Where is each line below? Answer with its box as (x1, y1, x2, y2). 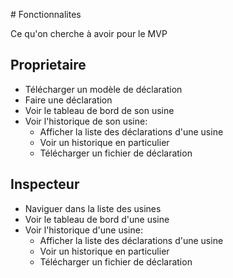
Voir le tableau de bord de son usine (24, 104, 175, 116)
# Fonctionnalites (10, 9, 82, 20)
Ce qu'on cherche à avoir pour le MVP (10, 28, 168, 39)
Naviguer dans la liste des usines (24, 202, 162, 214)
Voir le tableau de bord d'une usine (24, 213, 170, 225)
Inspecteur (10, 176, 80, 193)
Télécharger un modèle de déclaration (24, 83, 183, 95)
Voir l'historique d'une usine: (24, 224, 143, 236)
